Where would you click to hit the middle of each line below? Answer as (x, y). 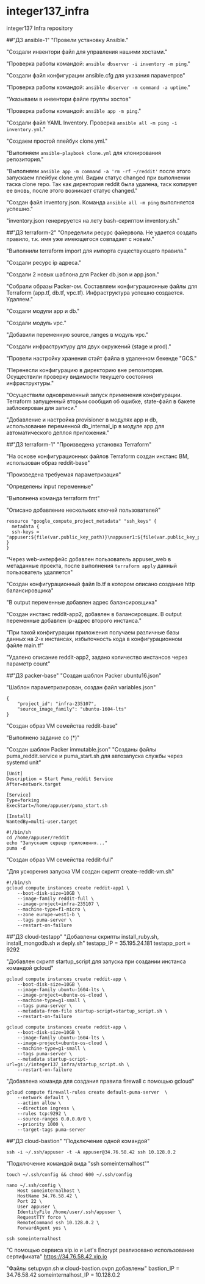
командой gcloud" (30, 967)
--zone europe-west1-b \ (49, 914)
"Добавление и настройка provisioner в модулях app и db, (82, 420)
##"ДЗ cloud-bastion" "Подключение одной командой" (78, 1141)
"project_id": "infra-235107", (57, 704)
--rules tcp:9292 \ (42, 1114)
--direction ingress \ (46, 1108)
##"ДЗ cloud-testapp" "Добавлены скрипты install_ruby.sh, (83, 936)
